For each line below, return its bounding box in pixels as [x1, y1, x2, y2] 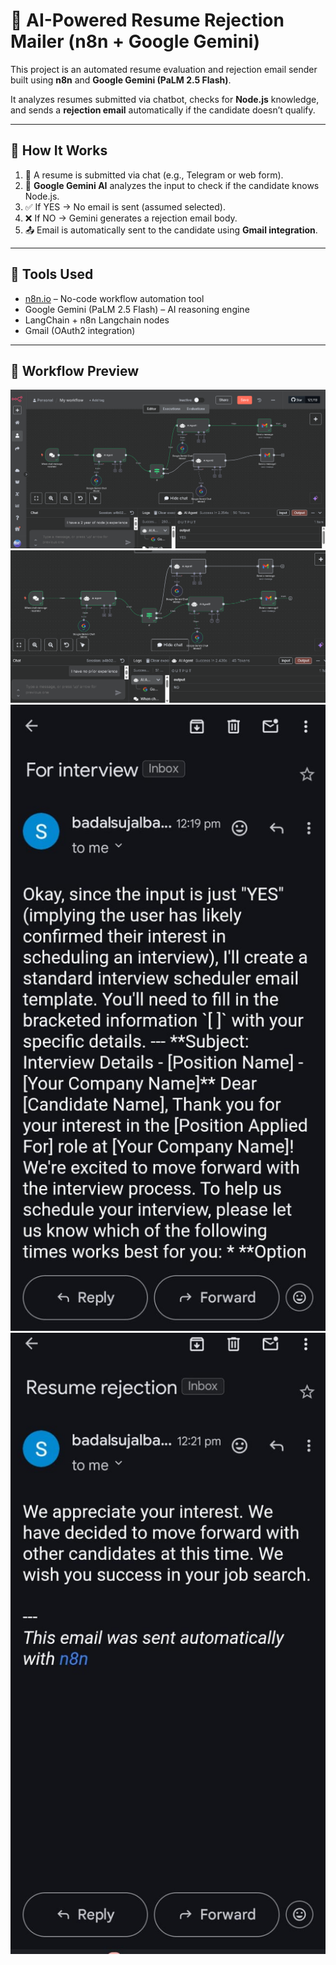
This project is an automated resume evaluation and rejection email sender [10, 63, 318, 75]
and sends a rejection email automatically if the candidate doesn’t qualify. [10, 104, 316, 116]
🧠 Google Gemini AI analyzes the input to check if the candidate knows [24, 179, 320, 191]
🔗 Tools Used [10, 266, 94, 283]
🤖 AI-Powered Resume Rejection [10, 9, 285, 32]
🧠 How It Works [10, 142, 108, 159]
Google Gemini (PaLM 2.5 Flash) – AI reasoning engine [24, 303, 250, 315]
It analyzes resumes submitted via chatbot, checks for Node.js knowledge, [10, 93, 320, 105]
